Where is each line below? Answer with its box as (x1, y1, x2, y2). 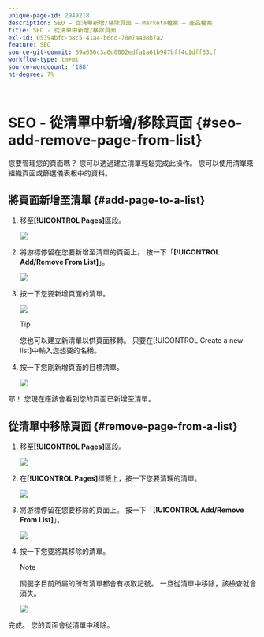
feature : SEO (8, 41, 51, 49)
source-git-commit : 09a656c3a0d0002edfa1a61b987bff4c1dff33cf (8, 48, 217, 56)
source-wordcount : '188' (8, 63, 90, 71)
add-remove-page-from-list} (8, 131, 203, 149)
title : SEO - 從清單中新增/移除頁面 (8, 26, 117, 34)
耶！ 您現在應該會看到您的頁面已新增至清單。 (8, 394, 155, 404)
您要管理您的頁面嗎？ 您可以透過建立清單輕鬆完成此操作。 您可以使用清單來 (8, 158, 254, 168)
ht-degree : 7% (8, 70, 55, 78)
